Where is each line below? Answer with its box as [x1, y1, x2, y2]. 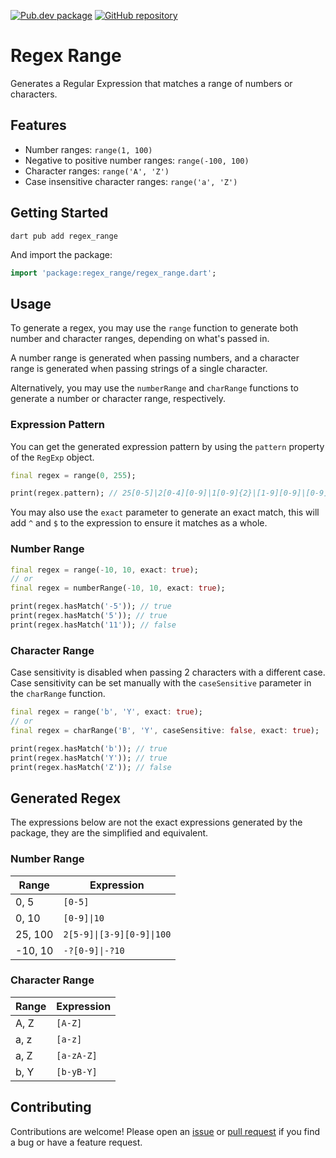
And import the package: [10, 248, 113, 260]
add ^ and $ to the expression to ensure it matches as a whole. [10, 517, 268, 529]
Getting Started [10, 205, 109, 222]
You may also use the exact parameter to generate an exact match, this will [10, 506, 320, 519]
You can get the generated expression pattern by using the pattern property [10, 440, 325, 452]
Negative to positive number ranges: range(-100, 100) [24, 154, 250, 166]
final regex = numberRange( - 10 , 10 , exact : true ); [10, 583, 226, 594]
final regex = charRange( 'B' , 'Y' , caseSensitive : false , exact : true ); [10, 725, 320, 735]
